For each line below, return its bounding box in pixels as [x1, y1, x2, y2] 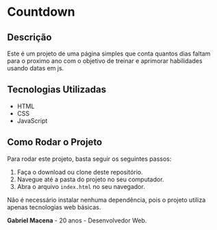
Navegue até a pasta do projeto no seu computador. [16, 175, 164, 183]
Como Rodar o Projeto [7, 136, 103, 148]
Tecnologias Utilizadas [7, 84, 107, 96]
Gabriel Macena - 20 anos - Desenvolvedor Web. [7, 216, 147, 225]
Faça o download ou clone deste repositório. [16, 168, 144, 176]
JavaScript [16, 116, 48, 125]
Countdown [7, 4, 75, 20]
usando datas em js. [7, 64, 64, 72]
